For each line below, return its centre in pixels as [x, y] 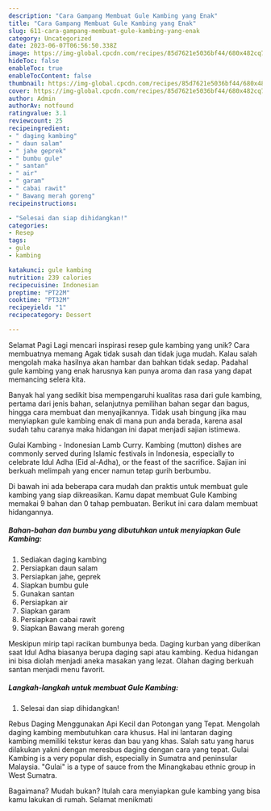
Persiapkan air [44, 602]
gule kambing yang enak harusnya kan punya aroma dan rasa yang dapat [130, 370]
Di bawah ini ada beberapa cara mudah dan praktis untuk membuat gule [128, 486]
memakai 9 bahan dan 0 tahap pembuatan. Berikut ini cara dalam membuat [133, 503]
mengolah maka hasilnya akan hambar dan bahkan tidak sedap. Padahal [128, 362]
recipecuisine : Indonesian [54, 285]
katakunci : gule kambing [50, 270]
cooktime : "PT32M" [39, 300]
